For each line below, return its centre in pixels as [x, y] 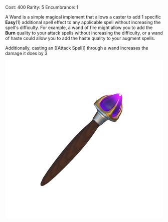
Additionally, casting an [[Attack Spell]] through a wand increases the [77, 48]
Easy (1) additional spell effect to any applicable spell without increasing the [83, 22]
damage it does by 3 [26, 53]
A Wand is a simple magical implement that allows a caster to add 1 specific [83, 17]
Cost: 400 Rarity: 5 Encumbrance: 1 [42, 7]
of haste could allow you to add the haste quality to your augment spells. [80, 38]
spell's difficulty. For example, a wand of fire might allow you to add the [79, 28]
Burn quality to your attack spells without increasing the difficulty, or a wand [84, 33]
